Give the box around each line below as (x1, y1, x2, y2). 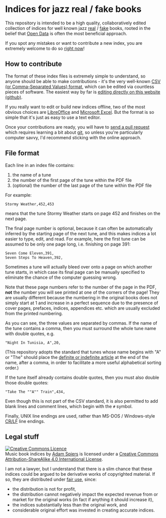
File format (5, 149, 40, 158)
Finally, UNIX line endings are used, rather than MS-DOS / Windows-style (5, 413, 155, 419)
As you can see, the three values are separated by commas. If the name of (5, 320, 158, 326)
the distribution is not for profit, (12, 486, 76, 492)
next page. (5, 215, 27, 222)
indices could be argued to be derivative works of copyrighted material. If (5, 471, 155, 477)
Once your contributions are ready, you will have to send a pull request (5, 124, 150, 130)
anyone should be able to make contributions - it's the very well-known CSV (5, 78, 161, 84)
